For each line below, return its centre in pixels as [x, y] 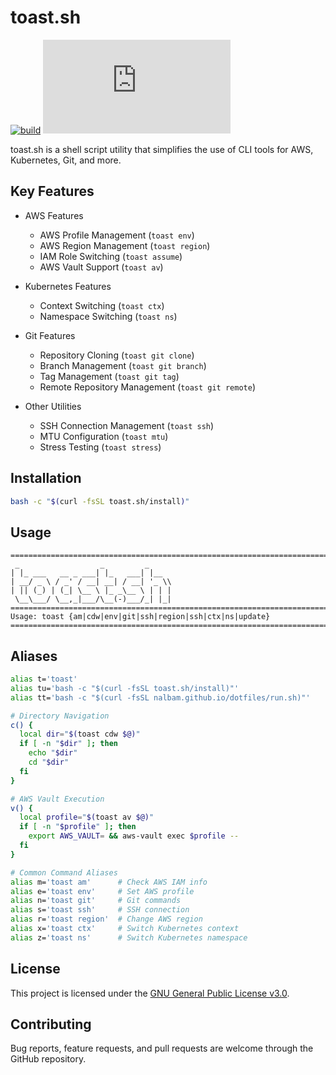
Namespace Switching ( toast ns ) [108, 316]
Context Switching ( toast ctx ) [102, 305]
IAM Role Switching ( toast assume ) [111, 256]
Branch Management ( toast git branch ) [123, 365]
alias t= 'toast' [44, 679]
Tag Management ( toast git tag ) [109, 376]
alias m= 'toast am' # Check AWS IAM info [109, 882]
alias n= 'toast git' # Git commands [96, 901]
